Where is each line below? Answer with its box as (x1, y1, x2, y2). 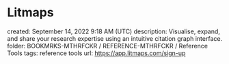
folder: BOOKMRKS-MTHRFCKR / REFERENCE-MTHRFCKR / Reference (7, 42, 208, 50)
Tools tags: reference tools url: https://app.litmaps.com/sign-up (7, 49, 186, 57)
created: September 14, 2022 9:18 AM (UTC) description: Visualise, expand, (7, 27, 221, 35)
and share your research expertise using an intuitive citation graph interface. (7, 34, 223, 42)
